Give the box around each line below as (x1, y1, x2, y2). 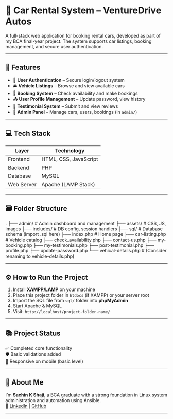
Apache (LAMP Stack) (41, 180, 95, 188)
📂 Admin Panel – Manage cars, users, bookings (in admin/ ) (12, 108, 137, 115)
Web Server (8, 180, 37, 188)
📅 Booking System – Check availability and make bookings (12, 90, 138, 96)
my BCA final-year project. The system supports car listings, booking (5, 38, 152, 44)
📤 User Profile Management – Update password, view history (12, 96, 146, 102)
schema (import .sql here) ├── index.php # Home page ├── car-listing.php (5, 231, 166, 238)
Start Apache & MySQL (12, 303, 62, 309)
